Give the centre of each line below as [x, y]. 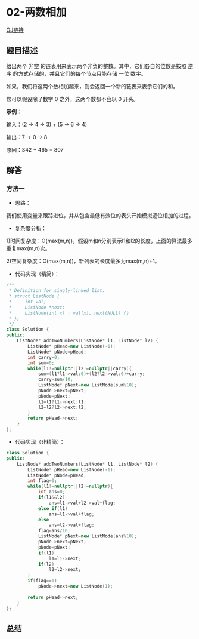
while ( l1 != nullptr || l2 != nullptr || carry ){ [80, 368]
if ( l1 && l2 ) [52, 497]
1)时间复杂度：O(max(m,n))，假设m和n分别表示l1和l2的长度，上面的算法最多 [99, 241]
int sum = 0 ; [41, 363]
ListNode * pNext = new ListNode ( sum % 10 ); [87, 385]
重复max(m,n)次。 [28, 248]
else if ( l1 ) [53, 508]
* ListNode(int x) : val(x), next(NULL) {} [69, 313]
